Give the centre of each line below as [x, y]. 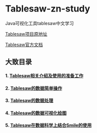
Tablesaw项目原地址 [26, 34]
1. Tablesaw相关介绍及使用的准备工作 [44, 75]
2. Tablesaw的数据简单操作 [34, 88]
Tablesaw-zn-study [48, 9]
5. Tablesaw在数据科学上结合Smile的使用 [48, 125]
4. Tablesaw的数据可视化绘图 [36, 113]
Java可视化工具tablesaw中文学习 [40, 23]
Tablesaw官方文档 [24, 44]
